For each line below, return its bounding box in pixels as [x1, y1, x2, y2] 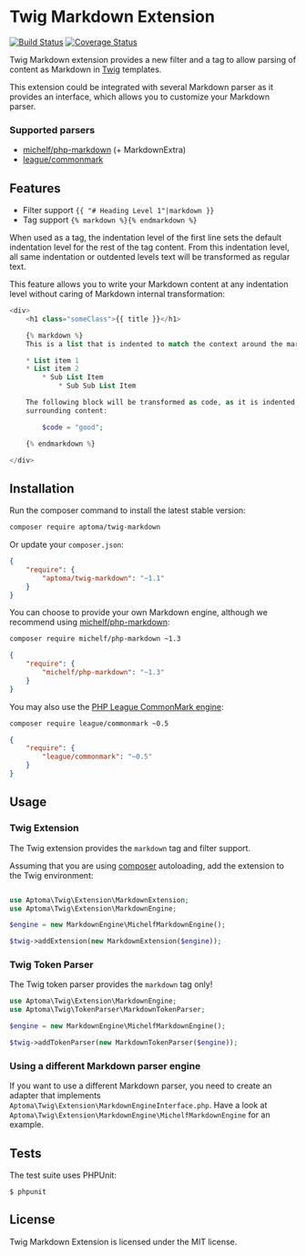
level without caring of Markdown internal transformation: [9, 289, 226, 300]
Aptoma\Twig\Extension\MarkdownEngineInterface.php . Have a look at [9, 1100, 268, 1111]
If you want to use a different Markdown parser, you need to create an [9, 1080, 272, 1091]
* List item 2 [25, 365, 79, 374]
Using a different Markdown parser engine [9, 1059, 201, 1072]
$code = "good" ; [42, 422, 104, 432]
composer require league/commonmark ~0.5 [9, 718, 169, 728]
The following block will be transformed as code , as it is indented [25, 398, 296, 407]
